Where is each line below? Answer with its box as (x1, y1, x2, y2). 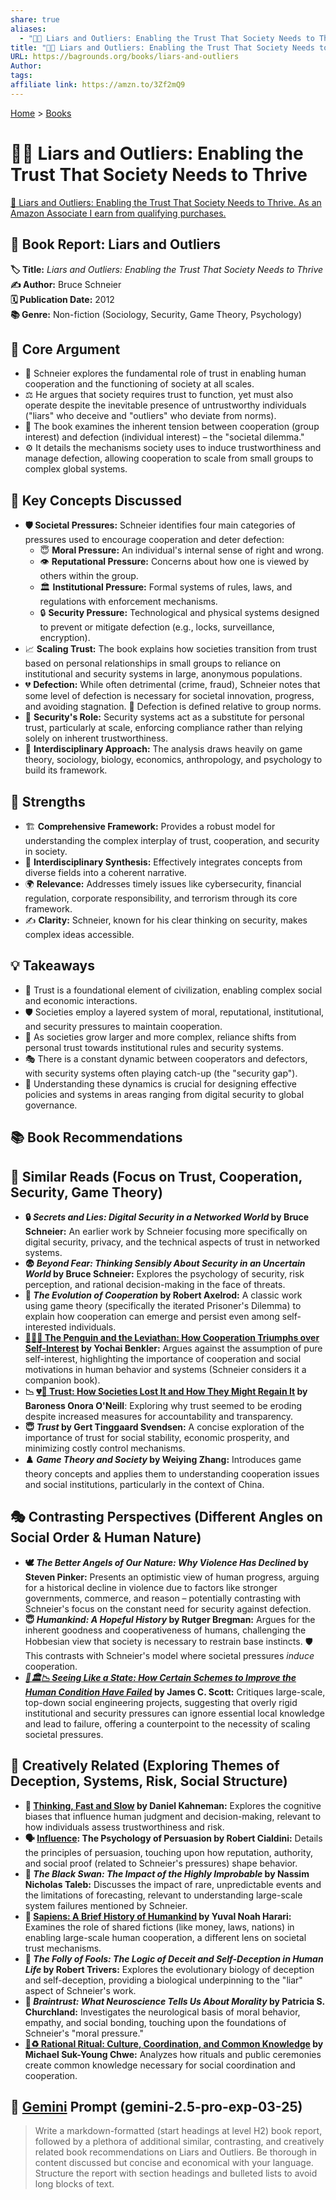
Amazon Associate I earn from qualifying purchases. (10, 207, 227, 219)
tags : (10, 71, 33, 81)
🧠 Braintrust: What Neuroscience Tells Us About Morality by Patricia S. (24, 1995, 325, 2007)
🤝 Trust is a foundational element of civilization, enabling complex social (24, 984, 323, 996)
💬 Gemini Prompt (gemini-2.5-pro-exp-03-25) (10, 2098, 303, 2115)
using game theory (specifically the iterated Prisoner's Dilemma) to (24, 1299, 302, 1311)
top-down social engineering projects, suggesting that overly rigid (24, 1696, 298, 1708)
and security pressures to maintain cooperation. (24, 1020, 223, 1032)
